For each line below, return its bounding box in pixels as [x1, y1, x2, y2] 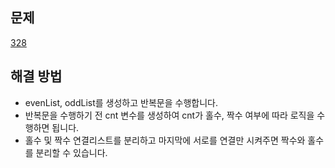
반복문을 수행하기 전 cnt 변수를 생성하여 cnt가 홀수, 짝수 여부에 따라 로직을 [24, 109, 315, 121]
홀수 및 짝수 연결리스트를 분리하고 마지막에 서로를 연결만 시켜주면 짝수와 [24, 134, 306, 146]
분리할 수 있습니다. [35, 146, 108, 158]
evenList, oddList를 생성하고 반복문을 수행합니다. [24, 96, 218, 108]
